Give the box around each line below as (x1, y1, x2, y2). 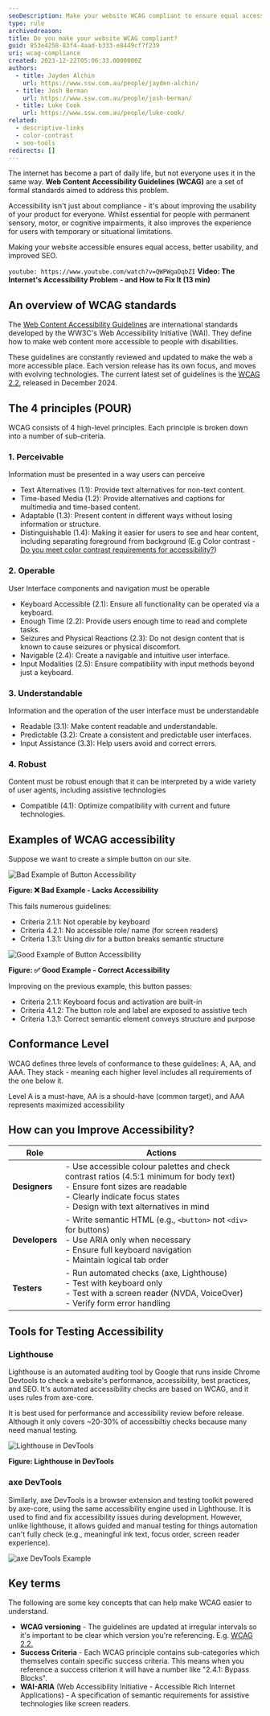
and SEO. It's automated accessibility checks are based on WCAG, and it (8, 1385, 249, 1394)
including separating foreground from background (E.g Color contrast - (19, 537, 256, 546)
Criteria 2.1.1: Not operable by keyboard (19, 917, 150, 926)
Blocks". (19, 1673, 48, 1683)
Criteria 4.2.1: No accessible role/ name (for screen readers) (19, 926, 219, 935)
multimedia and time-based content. (19, 502, 141, 512)
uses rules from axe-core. (8, 1393, 94, 1402)
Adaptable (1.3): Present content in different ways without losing (19, 511, 233, 521)
